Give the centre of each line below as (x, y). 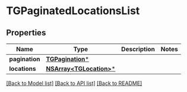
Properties (26, 33)
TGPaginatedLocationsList (73, 11)
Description (138, 49)
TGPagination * (67, 59)
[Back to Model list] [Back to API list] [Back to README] (74, 83)
